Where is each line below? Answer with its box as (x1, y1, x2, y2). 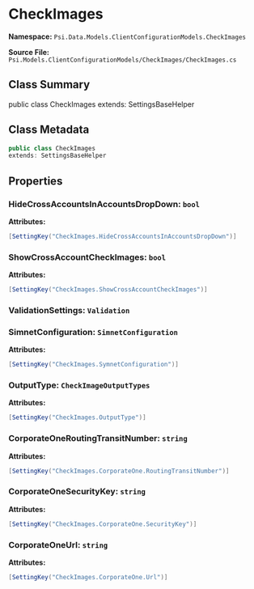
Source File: (8, 47, 50, 57)
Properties (8, 174, 63, 188)
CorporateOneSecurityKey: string (8, 486, 146, 498)
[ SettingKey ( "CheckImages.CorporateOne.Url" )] (8, 573, 168, 581)
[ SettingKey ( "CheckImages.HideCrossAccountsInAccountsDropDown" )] (8, 232, 237, 240)
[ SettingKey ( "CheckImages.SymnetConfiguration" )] (8, 361, 180, 369)
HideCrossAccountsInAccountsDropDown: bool (8, 198, 201, 210)
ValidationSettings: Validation (8, 304, 130, 316)
